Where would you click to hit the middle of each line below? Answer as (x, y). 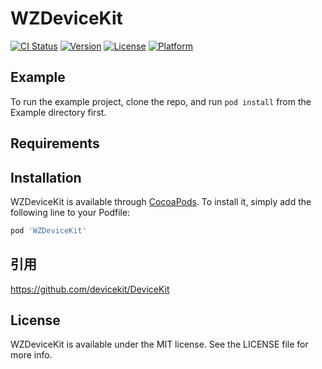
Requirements (55, 143)
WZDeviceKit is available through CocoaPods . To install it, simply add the (161, 201)
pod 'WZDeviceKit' (48, 230)
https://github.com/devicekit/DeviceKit (90, 289)
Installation (46, 177)
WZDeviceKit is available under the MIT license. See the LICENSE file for (159, 344)
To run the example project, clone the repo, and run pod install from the (161, 101)
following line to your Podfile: (70, 212)
